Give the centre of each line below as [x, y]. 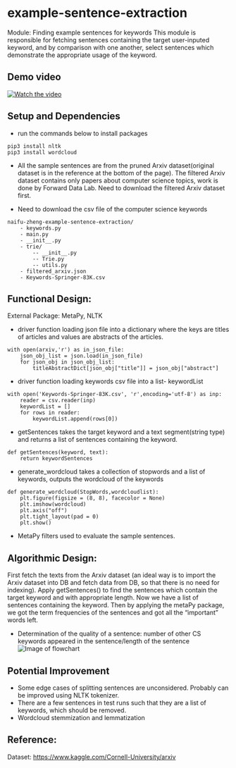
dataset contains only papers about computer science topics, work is [118, 180]
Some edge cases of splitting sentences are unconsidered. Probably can [123, 688]
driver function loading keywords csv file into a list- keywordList [110, 381]
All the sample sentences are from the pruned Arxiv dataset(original [116, 165]
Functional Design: [49, 298]
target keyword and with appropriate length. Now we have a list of [103, 597]
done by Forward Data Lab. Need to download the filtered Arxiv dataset [121, 187]
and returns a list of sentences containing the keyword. [98, 440]
